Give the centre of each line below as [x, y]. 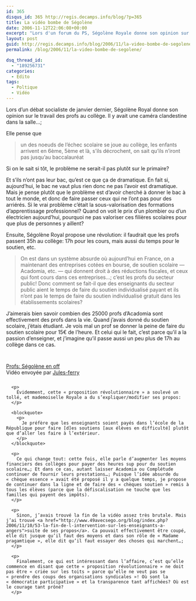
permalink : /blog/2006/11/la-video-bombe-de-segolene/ [74, 50]
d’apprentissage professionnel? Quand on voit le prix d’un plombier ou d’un [96, 211]
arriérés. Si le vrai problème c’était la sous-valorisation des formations [90, 204]
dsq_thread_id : [24, 60]
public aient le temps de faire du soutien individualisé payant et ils [99, 289]
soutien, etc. [21, 247]
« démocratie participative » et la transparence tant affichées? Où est [98, 582]
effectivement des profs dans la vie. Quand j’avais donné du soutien [87, 319]
